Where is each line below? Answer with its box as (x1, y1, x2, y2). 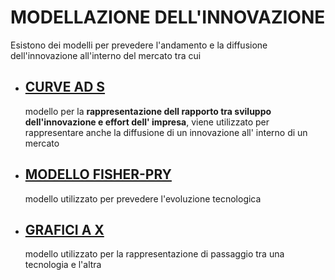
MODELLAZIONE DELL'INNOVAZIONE (10, 6, 326, 29)
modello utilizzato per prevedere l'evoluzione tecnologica (24, 192, 262, 205)
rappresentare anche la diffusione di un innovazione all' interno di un (24, 126, 308, 138)
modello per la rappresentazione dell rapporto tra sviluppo (24, 105, 272, 117)
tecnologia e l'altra (24, 259, 102, 271)
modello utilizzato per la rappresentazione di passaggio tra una (24, 248, 285, 260)
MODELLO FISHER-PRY (24, 166, 172, 183)
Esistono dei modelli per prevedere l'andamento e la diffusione (10, 39, 268, 51)
